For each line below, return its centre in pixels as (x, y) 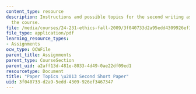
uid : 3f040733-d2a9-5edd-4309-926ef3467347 (60, 82)
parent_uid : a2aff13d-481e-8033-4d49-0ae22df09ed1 (69, 66)
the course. (26, 22)
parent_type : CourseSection (40, 60)
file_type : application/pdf (40, 33)
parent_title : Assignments (39, 55)
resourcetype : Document (35, 71)
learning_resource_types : (37, 39)
